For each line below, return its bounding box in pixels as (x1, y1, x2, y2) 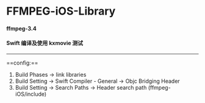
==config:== (6, 59, 38, 66)
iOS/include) (15, 90, 47, 98)
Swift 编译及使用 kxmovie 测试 (6, 40, 84, 47)
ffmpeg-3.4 (6, 24, 37, 32)
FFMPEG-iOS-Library (6, 4, 116, 18)
